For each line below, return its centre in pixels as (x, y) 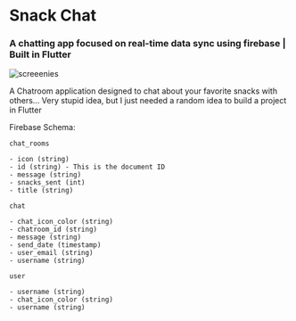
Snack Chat (53, 16)
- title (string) (41, 191)
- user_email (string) (51, 253)
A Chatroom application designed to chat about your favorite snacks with (144, 91)
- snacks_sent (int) (48, 183)
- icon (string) (39, 160)
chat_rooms (29, 144)
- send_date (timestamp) (55, 245)
